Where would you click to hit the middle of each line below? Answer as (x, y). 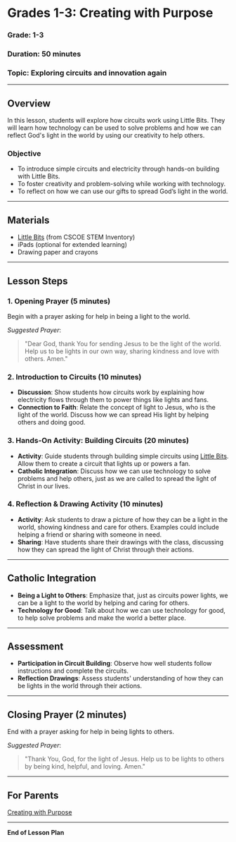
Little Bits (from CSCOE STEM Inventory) (76, 237)
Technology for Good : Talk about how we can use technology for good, (122, 610)
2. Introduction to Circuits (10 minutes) (74, 377)
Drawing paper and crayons (58, 252)
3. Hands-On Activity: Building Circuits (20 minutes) (98, 441)
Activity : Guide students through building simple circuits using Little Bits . (123, 456)
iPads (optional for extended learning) (72, 245)
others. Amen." (46, 358)
